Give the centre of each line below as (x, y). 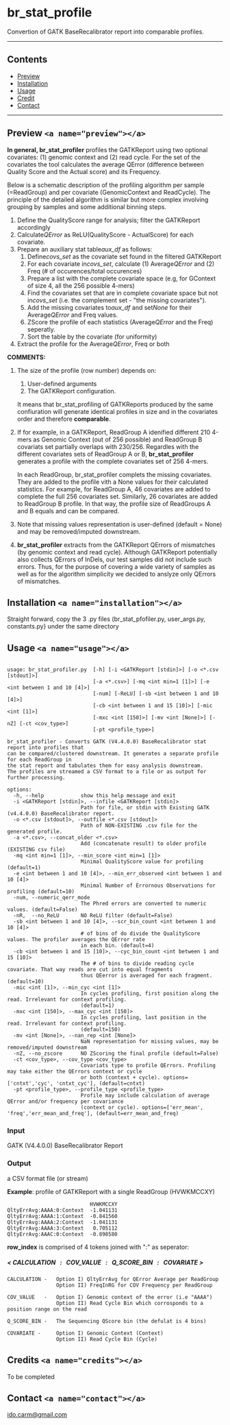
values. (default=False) (42, 910)
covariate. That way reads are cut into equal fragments (90, 970)
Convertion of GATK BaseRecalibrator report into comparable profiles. (105, 32)
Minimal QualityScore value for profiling (142, 862)
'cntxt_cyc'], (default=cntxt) (101, 1084)
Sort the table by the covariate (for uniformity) (92, 337)
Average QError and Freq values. (73, 315)
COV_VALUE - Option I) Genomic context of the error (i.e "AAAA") (110, 1297)
